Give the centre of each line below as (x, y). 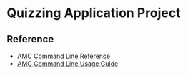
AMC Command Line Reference (64, 56)
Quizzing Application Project (94, 13)
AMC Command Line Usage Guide (68, 64)
